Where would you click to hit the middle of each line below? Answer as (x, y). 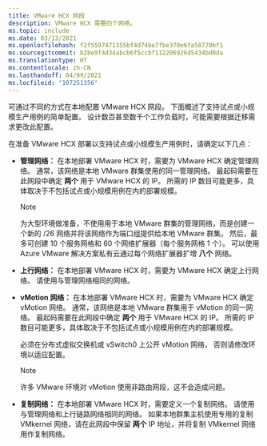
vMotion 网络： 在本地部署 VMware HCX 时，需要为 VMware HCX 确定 (137, 297)
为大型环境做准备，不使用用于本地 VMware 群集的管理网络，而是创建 (133, 223)
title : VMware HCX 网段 (47, 16)
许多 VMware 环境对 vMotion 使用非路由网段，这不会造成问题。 (124, 387)
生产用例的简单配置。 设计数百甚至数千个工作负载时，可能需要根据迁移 (132, 116)
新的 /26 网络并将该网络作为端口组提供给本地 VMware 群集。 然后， (139, 233)
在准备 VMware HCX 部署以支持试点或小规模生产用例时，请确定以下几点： (131, 143)
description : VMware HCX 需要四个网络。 (72, 23)
